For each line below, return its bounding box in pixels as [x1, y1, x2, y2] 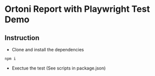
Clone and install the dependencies [11, 47, 84, 52]
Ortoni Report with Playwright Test [4, 3, 150, 15]
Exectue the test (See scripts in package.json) [11, 65, 106, 71]
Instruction [4, 34, 40, 42]
